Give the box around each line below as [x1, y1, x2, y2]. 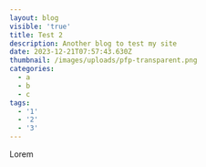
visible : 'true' [9, 22, 71, 31]
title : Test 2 [9, 30, 64, 39]
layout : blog [9, 13, 59, 23]
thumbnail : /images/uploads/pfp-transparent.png [9, 56, 198, 65]
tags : [9, 98, 30, 108]
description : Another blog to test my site [9, 38, 178, 48]
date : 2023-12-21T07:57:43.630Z [9, 47, 132, 57]
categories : [9, 65, 55, 74]
